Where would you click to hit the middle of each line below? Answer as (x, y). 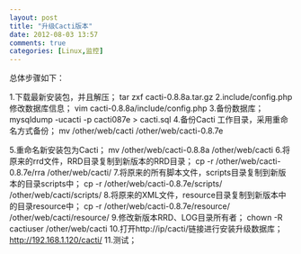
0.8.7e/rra (27, 173)
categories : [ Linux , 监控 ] (57, 51)
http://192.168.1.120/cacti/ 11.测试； (73, 240)
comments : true (38, 43)
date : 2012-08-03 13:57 (54, 34)
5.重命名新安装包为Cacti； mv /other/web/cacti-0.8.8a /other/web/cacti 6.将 (150, 150)
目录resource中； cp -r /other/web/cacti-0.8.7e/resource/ (124, 206)
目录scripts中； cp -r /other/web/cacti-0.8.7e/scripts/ (124, 184)
